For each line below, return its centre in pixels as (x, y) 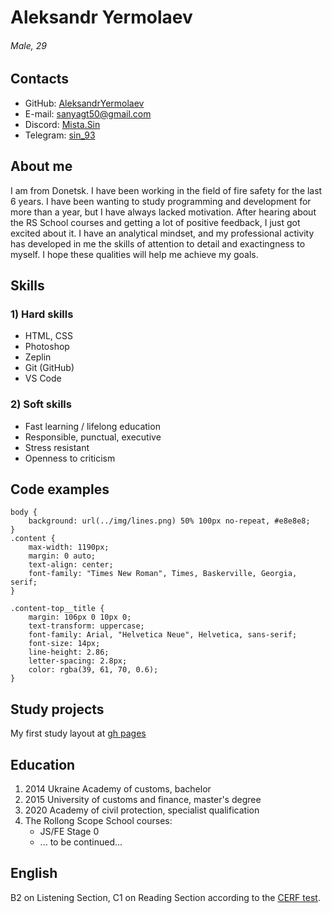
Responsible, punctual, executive (93, 437)
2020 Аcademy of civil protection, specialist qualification (142, 810)
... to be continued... (81, 842)
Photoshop (47, 347)
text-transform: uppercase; (86, 626)
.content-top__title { (57, 609)
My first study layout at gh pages (78, 733)
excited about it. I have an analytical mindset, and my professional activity (162, 233)
